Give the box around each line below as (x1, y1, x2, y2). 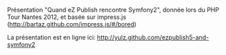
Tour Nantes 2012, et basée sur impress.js (7, 13, 126, 21)
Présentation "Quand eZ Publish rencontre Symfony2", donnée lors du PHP (7, 6, 220, 14)
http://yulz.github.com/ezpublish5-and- (97, 33, 210, 41)
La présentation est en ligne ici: (7, 33, 96, 41)
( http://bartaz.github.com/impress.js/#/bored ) (7, 20, 137, 28)
